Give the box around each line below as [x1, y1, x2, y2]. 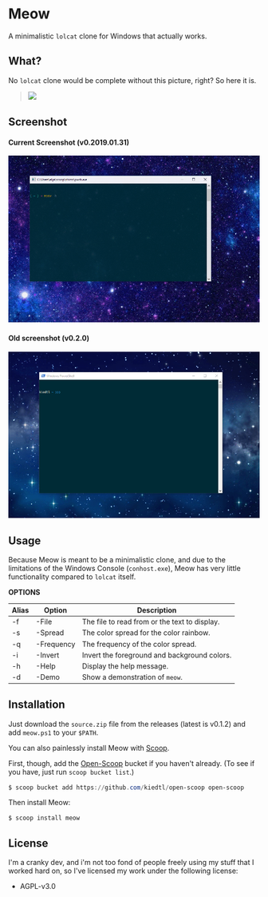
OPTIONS [8, 588, 41, 597]
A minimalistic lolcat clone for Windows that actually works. [8, 31, 207, 41]
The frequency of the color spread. [82, 639, 197, 649]
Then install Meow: [8, 798, 71, 808]
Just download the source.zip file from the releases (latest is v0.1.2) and [8, 719, 246, 728]
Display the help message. [82, 661, 169, 671]
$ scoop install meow [8, 814, 81, 823]
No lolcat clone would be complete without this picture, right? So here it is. [8, 75, 257, 85]
